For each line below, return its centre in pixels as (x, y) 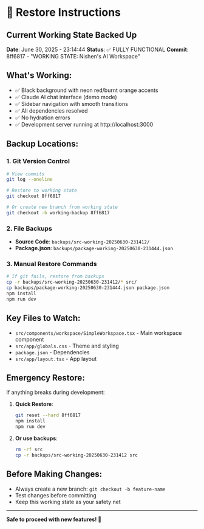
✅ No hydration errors (43, 117)
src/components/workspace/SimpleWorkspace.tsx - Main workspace (98, 333)
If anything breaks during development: (56, 393)
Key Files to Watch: (43, 318)
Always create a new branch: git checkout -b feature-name (90, 489)
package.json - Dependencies (52, 352)
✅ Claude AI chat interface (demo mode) (66, 97)
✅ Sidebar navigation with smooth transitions (72, 103)
